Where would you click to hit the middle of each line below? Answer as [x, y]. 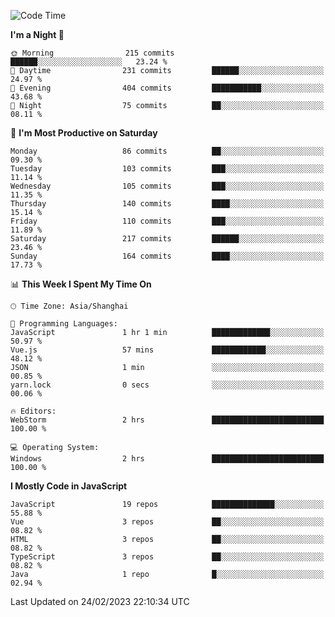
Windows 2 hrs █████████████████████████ [167, 459]
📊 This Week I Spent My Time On [81, 284]
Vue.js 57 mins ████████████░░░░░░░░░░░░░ [167, 350]
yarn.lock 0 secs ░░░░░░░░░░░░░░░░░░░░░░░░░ [167, 385]
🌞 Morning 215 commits [92, 53]
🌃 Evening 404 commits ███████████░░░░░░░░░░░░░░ [167, 88]
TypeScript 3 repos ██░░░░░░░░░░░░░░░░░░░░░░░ [167, 557]
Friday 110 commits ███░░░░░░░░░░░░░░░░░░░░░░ [167, 221]
